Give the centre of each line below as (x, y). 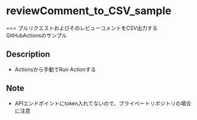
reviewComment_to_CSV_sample (89, 11)
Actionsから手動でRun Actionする (55, 69)
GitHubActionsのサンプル (37, 35)
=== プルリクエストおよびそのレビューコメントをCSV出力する (82, 28)
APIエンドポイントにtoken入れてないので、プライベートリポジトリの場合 (103, 103)
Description (28, 54)
